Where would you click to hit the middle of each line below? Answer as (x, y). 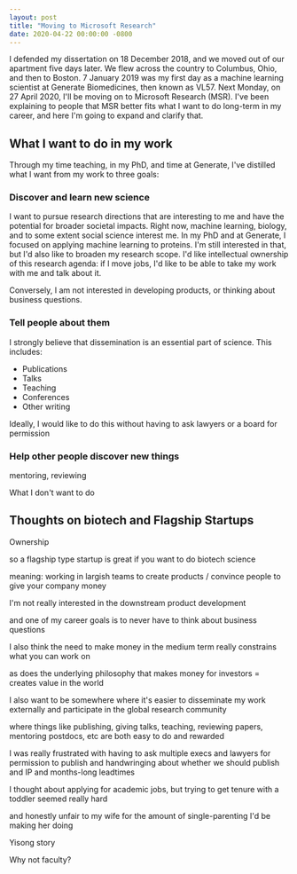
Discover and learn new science (80, 198)
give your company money (58, 586)
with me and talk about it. (55, 273)
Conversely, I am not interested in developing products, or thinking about (142, 290)
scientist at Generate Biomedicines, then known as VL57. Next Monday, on (145, 87)
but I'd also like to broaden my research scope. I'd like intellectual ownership (149, 255)
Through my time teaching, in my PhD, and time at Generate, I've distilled (142, 165)
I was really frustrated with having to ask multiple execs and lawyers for (140, 753)
